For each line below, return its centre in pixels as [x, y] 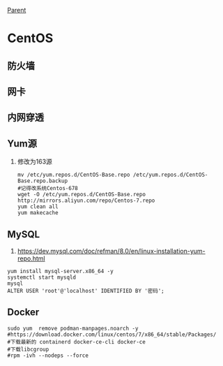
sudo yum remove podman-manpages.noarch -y [73, 328]
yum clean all [38, 207]
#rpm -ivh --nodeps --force [48, 356]
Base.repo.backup [43, 181]
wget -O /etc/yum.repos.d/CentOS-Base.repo [82, 195]
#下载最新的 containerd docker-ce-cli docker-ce [77, 342]
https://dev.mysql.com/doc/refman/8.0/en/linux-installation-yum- [111, 251]
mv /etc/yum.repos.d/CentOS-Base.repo [74, 175]
